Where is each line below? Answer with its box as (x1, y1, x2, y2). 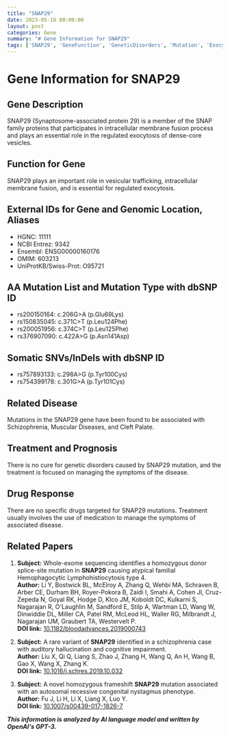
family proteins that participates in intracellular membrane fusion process (7, 124, 214, 132)
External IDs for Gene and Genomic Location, (7, 203, 203, 216)
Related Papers (7, 540, 73, 552)
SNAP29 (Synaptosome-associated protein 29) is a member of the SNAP (7, 117, 213, 125)
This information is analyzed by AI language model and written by (7, 715, 200, 723)
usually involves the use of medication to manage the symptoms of (7, 513, 196, 521)
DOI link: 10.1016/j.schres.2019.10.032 (16, 666, 123, 675)
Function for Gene (7, 158, 86, 170)
